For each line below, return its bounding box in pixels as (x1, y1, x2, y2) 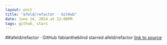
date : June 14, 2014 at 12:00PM (5, 16, 72, 21)
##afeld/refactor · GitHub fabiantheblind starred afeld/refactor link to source (5, 35, 162, 41)
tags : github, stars (5, 21, 48, 26)
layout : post (5, 7, 32, 12)
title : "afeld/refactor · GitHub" (5, 12, 77, 17)
